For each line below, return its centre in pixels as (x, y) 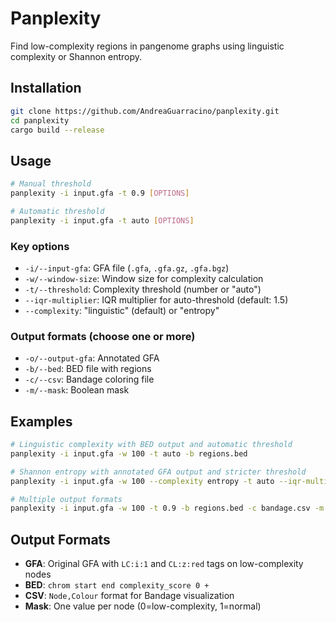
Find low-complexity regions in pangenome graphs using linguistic (147, 46)
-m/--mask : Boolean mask (77, 390)
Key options (40, 246)
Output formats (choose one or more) (103, 336)
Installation (46, 88)
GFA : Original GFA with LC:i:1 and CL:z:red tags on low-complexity (164, 564)
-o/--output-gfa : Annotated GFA (92, 358)
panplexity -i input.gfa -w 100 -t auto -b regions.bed (129, 453)
